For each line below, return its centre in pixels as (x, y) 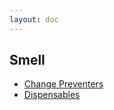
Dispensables (52, 95)
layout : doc (34, 19)
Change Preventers (63, 84)
